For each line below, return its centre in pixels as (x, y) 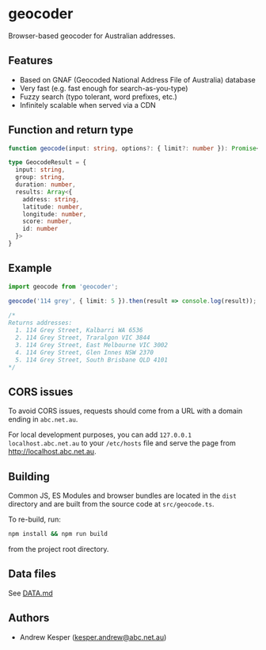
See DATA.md (30, 593)
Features (30, 61)
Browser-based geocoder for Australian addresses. (92, 36)
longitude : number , (55, 214)
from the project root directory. (59, 549)
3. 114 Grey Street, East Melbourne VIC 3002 (92, 345)
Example (30, 268)
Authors (29, 618)
